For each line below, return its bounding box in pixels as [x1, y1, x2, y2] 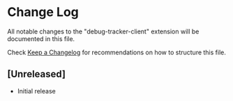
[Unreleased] [7, 68, 66, 80]
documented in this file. [7, 34, 75, 42]
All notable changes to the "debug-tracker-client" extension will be [7, 27, 200, 36]
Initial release [17, 86, 56, 95]
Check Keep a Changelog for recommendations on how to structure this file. [7, 48, 227, 56]
